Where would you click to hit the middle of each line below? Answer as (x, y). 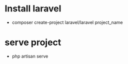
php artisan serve (30, 56)
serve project (33, 42)
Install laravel (33, 9)
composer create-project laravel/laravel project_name (67, 22)
